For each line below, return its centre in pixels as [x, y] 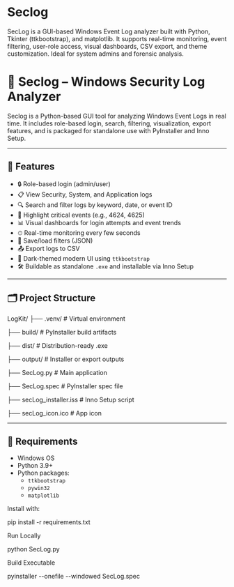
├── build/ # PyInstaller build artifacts [62, 332]
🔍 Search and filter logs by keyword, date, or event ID [95, 205]
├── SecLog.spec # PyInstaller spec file [65, 386]
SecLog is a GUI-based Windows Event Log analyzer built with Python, [109, 31]
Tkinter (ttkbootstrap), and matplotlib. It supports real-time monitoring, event [117, 38]
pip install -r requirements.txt [49, 522]
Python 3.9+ [35, 466]
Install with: [24, 509]
